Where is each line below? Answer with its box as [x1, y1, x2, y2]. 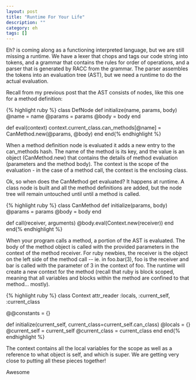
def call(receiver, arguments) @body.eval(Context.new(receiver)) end [6, 219, 174, 226]
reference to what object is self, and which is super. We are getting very [6, 351, 180, 358]
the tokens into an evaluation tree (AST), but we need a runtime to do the [6, 72, 182, 79]
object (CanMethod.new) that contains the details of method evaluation [6, 154, 178, 161]
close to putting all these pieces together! [6, 357, 106, 364]
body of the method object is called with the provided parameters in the [6, 243, 180, 250]
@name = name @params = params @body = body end [6, 113, 141, 120]
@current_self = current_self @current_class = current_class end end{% [6, 327, 180, 334]
